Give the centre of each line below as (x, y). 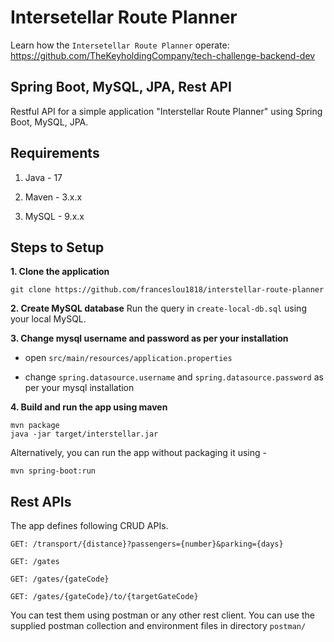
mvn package (35, 426)
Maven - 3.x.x (53, 197)
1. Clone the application (60, 272)
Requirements (55, 153)
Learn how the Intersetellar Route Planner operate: (120, 45)
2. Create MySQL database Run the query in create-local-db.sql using (158, 308)
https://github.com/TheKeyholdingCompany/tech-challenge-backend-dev (163, 55)
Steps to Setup (57, 247)
